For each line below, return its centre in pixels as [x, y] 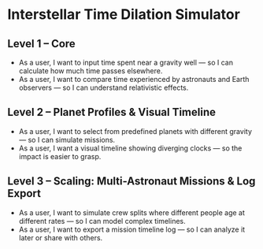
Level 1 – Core [41, 44]
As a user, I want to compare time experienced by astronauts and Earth [134, 79]
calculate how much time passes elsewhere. [91, 71]
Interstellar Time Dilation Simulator [124, 15]
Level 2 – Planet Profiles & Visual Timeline [111, 112]
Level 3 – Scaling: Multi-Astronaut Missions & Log [131, 182]
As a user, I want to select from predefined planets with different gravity [135, 131]
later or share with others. [61, 237]
